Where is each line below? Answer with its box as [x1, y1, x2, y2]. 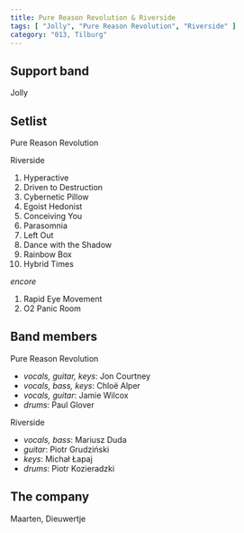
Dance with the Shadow [23, 240, 113, 250]
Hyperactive [23, 172, 69, 183]
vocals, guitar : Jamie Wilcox [23, 390, 129, 400]
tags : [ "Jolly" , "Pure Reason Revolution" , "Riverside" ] [10, 22, 237, 31]
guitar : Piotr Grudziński [23, 444, 110, 455]
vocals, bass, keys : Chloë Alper [23, 380, 140, 391]
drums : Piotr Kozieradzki [23, 463, 115, 473]
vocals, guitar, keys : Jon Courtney [23, 371, 151, 381]
